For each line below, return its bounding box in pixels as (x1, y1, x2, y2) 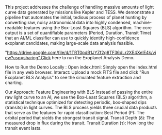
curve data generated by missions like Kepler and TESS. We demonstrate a (5, 9, 155, 15)
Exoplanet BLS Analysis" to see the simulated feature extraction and (5, 75, 141, 80)
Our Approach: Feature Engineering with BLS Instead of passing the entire (5, 89, 153, 95)
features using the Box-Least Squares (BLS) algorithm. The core (23, 25, 152, 31)
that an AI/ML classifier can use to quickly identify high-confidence (5, 35, 140, 41)
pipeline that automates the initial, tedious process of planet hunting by (5, 15, 147, 20)
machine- (132, 19, 152, 25)
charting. (5, 80, 23, 85)
